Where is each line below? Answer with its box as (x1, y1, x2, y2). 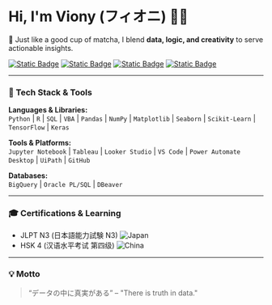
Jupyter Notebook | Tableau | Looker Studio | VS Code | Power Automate (8, 146, 241, 156)
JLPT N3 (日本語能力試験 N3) (19, 230, 119, 239)
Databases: (8, 171, 49, 180)
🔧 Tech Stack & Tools (8, 87, 93, 98)
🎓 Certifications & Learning (8, 208, 121, 219)
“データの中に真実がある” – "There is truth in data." (28, 288, 198, 298)
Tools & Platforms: (8, 138, 71, 148)
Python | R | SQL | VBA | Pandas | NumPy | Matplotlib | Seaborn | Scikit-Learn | (8, 114, 257, 124)
